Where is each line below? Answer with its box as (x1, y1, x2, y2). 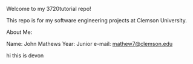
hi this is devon (6, 52, 44, 59)
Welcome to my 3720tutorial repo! (6, 5, 92, 12)
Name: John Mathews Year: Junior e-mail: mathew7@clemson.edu (6, 40, 173, 47)
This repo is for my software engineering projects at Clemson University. (6, 17, 188, 24)
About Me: (6, 28, 33, 36)
